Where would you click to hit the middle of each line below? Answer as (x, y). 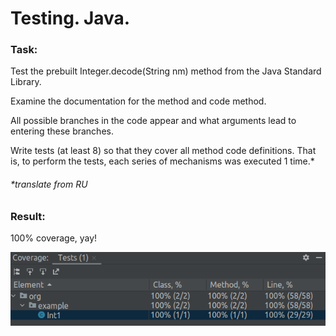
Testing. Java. (70, 18)
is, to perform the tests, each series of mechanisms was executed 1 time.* (162, 161)
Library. (26, 82)
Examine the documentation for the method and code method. (138, 101)
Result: (28, 216)
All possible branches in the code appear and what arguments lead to (153, 121)
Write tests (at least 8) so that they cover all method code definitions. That (163, 151)
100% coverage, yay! (54, 238)
